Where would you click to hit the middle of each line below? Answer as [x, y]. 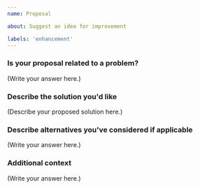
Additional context [40, 163]
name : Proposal [29, 14]
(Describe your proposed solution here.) [65, 112]
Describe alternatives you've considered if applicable [100, 130]
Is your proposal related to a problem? [73, 63]
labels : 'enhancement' [40, 39]
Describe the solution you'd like [62, 96]
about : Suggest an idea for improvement [67, 26]
